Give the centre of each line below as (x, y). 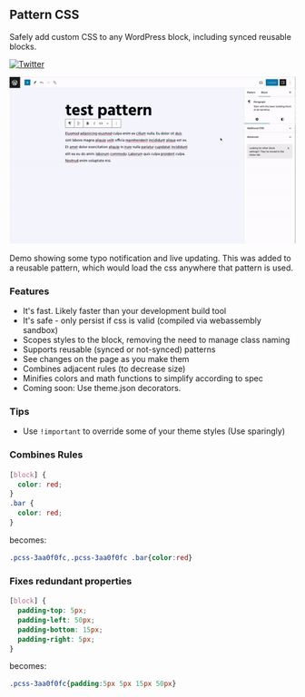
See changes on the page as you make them (106, 359)
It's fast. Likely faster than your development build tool (124, 311)
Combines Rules (46, 455)
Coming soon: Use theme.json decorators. (102, 388)
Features (30, 291)
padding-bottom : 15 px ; (60, 630)
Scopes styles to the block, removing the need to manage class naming (156, 340)
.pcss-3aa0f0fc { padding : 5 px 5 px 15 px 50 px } (93, 684)
